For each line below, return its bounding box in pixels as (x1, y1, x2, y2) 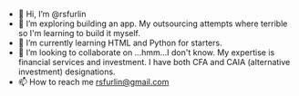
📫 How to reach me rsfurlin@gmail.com (17, 77, 170, 87)
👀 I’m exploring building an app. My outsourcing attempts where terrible (17, 18, 288, 29)
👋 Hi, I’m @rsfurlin (17, 9, 87, 19)
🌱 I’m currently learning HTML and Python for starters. (17, 37, 222, 48)
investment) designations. (17, 66, 116, 77)
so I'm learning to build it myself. (17, 28, 141, 38)
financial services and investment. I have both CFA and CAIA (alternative (17, 57, 291, 67)
